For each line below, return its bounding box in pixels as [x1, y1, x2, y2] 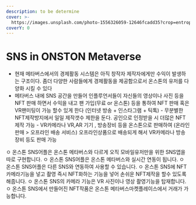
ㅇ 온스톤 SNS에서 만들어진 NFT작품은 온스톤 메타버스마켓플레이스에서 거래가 [6, 185, 183, 192]
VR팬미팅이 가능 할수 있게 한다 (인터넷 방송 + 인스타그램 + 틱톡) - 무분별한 [14, 107, 184, 114]
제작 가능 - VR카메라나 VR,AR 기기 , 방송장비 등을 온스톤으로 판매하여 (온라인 [14, 121, 190, 129]
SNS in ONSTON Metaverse [6, 50, 142, 63]
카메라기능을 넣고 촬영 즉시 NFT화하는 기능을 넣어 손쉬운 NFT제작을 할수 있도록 [6, 170, 187, 177]
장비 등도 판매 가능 [14, 136, 57, 143]
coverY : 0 [6, 25, 30, 31]
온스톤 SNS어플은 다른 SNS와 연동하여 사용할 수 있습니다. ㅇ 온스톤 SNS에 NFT [6, 163, 187, 170]
